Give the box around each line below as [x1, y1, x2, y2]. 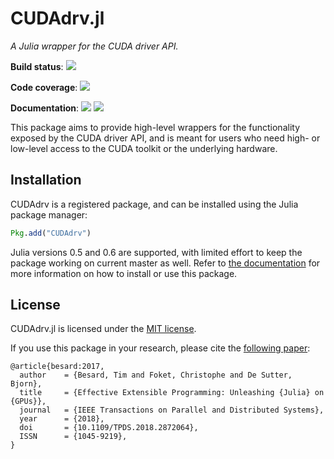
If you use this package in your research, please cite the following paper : [10, 342, 311, 354]
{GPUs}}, [10, 397, 47, 407]
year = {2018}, [19, 414, 105, 424]
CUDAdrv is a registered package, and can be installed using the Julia [10, 198, 299, 210]
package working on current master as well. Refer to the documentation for [10, 257, 321, 269]
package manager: [10, 208, 88, 221]
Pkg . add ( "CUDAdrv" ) [10, 228, 92, 238]
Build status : [10, 60, 64, 72]
